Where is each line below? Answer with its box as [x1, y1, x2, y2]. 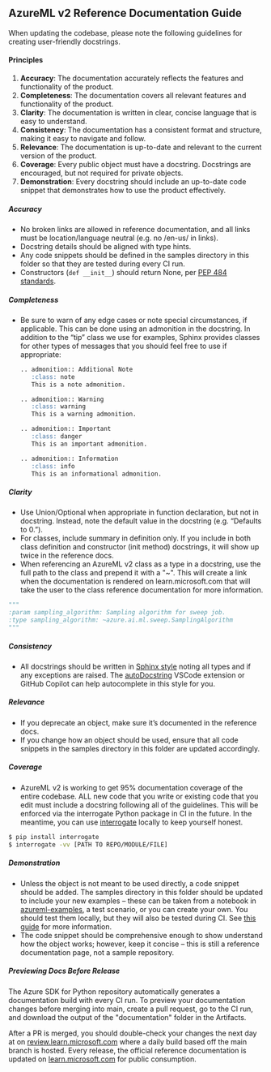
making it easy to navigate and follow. [19, 134, 146, 144]
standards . [19, 276, 57, 286]
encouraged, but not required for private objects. [19, 168, 184, 178]
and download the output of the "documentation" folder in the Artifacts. [8, 1012, 247, 1022]
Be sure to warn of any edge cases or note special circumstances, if [19, 315, 248, 325]
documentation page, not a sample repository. [19, 947, 175, 957]
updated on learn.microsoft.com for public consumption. [8, 1054, 197, 1064]
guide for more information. [19, 921, 112, 932]
